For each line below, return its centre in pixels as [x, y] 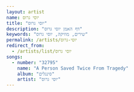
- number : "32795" [35, 62]
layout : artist [25, 12]
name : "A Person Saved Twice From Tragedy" [73, 68]
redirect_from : [25, 46]
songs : [15, 57]
